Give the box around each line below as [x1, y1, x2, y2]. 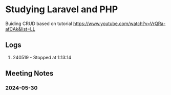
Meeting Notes [5, 69, 54, 78]
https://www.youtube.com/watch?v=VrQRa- [73, 20, 166, 27]
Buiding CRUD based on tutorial [5, 20, 73, 27]
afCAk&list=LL [5, 26, 36, 32]
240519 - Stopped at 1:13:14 [12, 54, 72, 60]
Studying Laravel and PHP [5, 4, 118, 15]
